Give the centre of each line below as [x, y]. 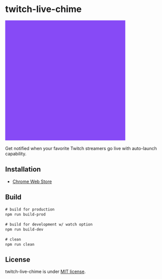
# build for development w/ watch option [49, 224]
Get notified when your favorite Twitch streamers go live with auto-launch [81, 148]
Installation [23, 169]
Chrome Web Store [32, 181]
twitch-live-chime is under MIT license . [45, 271]
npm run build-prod [25, 214]
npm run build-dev [24, 229]
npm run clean [20, 244]
